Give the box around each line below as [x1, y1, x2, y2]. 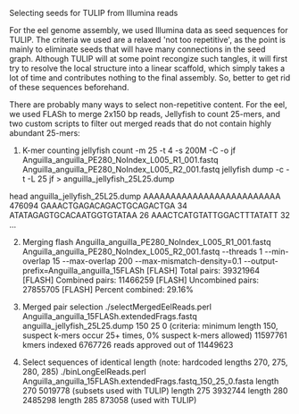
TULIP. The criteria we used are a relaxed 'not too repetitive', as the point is [9, 35, 286, 45]
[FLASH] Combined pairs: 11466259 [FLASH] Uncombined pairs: [21, 275, 260, 285]
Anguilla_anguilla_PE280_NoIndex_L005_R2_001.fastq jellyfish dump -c [21, 165, 284, 174]
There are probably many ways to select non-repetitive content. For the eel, [9, 99, 287, 110]
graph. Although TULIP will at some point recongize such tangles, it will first [9, 54, 288, 63]
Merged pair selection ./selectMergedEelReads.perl [21, 301, 212, 312]
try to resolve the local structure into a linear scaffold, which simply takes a [9, 63, 286, 73]
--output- [244, 256, 278, 266]
